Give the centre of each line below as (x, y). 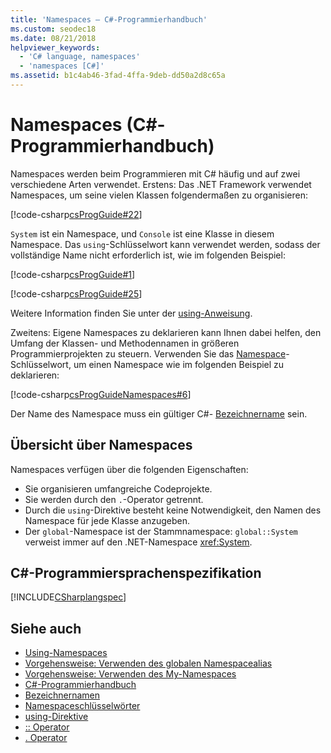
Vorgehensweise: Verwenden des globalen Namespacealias (148, 663)
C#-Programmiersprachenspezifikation (136, 573)
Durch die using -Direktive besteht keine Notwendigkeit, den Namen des (173, 510)
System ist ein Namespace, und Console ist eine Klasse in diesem (142, 233)
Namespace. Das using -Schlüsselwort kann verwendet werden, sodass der (165, 244)
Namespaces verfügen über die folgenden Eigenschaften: (129, 469)
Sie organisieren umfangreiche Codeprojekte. (118, 488)
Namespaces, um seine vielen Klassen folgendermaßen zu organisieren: (159, 195)
